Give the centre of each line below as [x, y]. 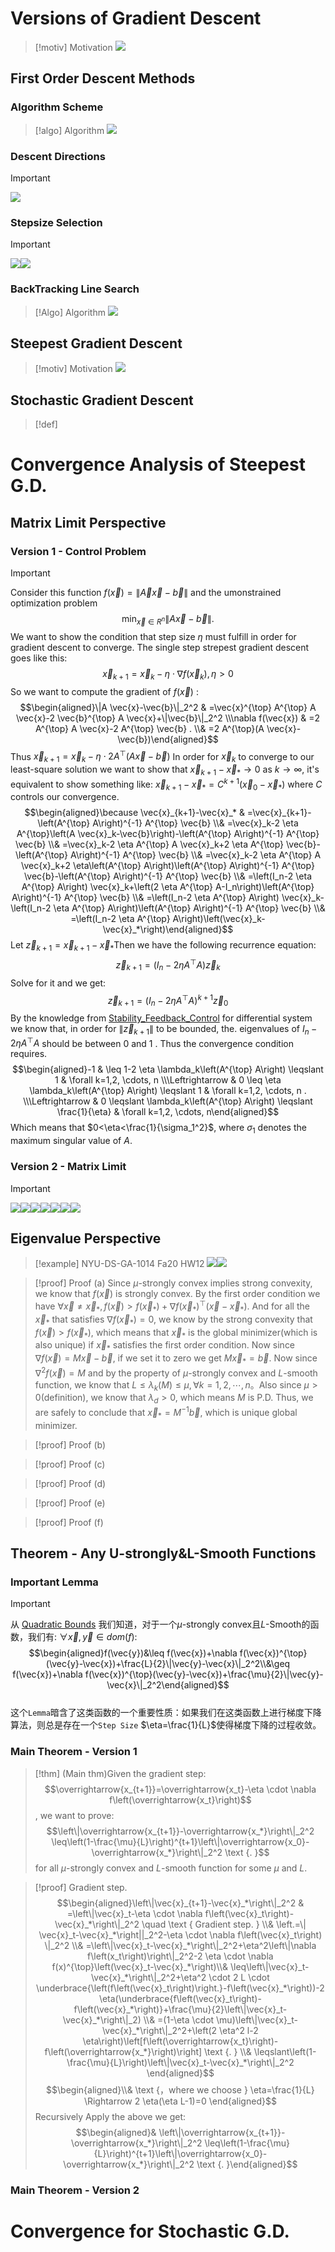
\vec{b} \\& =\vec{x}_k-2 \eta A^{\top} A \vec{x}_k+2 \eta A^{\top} [150, 844]
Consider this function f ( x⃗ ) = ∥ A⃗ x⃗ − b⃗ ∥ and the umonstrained [146, 593]
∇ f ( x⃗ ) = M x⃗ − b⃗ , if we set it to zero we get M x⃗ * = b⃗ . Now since [176, 1359]
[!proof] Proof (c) [70, 1464]
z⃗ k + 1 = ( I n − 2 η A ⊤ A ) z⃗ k [168, 965]
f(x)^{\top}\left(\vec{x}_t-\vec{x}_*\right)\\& [140, 1966]
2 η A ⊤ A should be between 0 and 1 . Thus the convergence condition [152, 1042]
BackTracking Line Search [75, 289]
